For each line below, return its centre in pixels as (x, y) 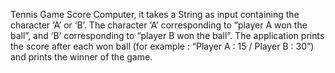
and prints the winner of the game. (81, 57)
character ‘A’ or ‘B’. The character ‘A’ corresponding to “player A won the (159, 25)
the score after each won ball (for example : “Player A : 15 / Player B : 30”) (162, 46)
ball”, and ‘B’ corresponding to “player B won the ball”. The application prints (167, 35)
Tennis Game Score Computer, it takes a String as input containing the (155, 14)
